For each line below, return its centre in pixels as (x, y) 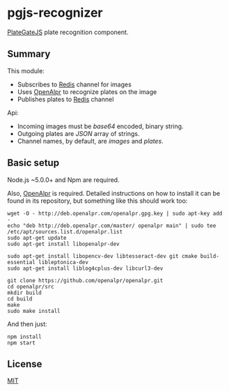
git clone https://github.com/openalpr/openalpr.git (85, 280)
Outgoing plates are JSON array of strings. (78, 133)
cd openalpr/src (31, 286)
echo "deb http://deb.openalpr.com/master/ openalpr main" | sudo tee (112, 225)
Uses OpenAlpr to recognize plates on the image (87, 91)
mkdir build (24, 293)
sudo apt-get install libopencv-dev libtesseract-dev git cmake (102, 256)
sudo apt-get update (37, 238)
